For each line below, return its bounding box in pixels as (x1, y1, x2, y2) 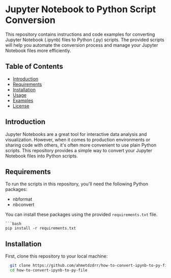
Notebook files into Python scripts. (5, 153, 78, 159)
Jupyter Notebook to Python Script (5, 4, 156, 15)
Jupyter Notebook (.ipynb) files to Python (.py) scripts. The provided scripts (5, 37, 164, 43)
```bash (5, 221, 22, 227)
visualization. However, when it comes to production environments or (5, 136, 151, 143)
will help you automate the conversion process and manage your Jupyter (5, 42, 159, 48)
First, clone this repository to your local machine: (5, 253, 108, 259)
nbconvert (12, 202, 35, 208)
